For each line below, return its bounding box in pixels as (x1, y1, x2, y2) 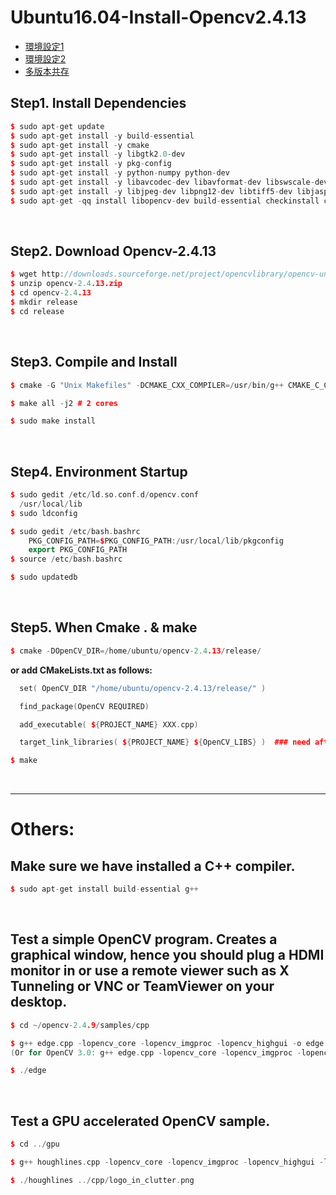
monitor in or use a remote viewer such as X (10, 962, 290, 980)
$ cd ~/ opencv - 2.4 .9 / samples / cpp (10, 1020, 150, 1030)
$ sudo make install (10, 416, 97, 426)
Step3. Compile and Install (10, 354, 178, 371)
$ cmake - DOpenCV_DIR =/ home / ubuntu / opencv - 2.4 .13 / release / (10, 646, 262, 656)
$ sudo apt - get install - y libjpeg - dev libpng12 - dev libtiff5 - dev (10, 186, 293, 196)
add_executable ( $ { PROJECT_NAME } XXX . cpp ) (19, 719, 199, 730)
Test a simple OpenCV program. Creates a (10, 931, 278, 948)
